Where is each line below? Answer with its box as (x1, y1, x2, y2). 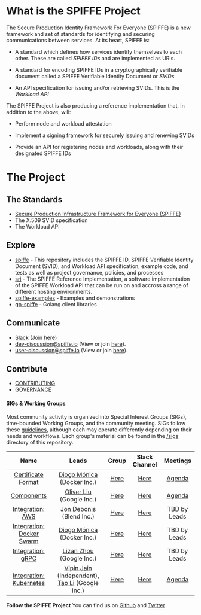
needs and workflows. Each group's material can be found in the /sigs (6, 432, 179, 439)
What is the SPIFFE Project (6, 4, 141, 18)
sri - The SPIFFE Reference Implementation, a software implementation (14, 275, 190, 282)
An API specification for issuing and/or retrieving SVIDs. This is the (14, 84, 180, 91)
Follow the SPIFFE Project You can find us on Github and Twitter (6, 601, 166, 608)
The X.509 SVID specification (14, 217, 88, 224)
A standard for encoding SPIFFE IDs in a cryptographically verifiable (14, 66, 183, 73)
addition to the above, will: (6, 108, 71, 115)
